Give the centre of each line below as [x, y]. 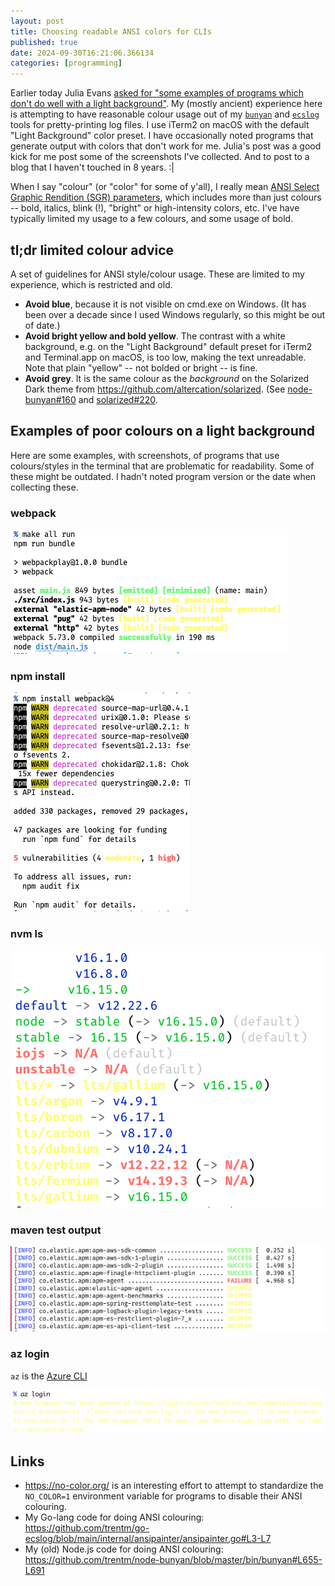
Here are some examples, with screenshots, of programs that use [145, 455]
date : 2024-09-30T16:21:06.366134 [82, 53]
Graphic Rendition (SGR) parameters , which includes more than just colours [166, 197]
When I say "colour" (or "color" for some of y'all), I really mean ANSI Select [165, 187]
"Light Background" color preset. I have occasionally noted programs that [162, 136]
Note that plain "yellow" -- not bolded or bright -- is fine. [141, 367]
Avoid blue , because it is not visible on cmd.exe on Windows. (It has [165, 304]
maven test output [56, 1230]
